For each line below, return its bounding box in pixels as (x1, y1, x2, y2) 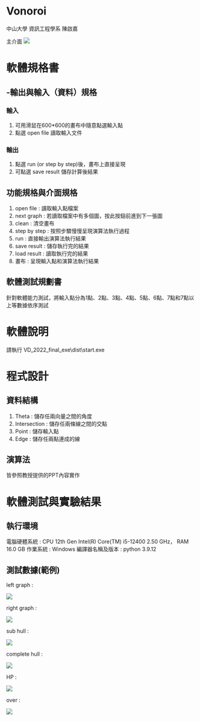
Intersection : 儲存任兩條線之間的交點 (14, 420, 107, 427)
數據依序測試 (16, 301, 49, 309)
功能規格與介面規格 (6, 187, 78, 197)
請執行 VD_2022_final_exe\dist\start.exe (6, 346, 105, 353)
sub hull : (6, 627, 29, 635)
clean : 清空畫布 (14, 219, 55, 227)
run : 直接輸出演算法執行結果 (14, 234, 86, 242)
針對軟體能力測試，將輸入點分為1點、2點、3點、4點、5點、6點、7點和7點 (6, 294, 189, 301)
